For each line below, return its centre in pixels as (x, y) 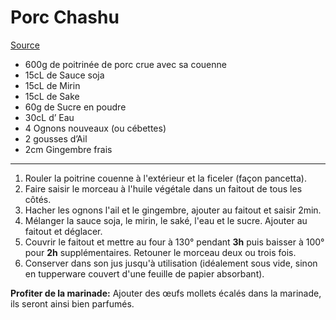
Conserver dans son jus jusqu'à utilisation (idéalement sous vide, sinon (171, 263)
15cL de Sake (52, 96)
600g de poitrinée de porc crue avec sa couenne (125, 64)
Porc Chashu (65, 17)
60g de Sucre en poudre (75, 107)
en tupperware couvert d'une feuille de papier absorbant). (144, 273)
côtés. (38, 199)
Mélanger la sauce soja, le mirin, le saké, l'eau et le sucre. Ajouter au (166, 220)
